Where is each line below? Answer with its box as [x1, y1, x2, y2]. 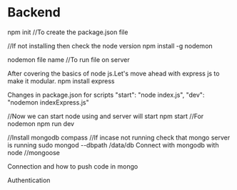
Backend [7, 4, 61, 21]
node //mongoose [7, 148, 61, 157]
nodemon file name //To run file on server [7, 55, 130, 64]
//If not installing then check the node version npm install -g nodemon [7, 41, 213, 50]
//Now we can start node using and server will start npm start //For [7, 112, 204, 120]
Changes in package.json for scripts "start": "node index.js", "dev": [7, 90, 205, 99]
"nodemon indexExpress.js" [7, 97, 89, 107]
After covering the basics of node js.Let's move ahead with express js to [7, 69, 220, 78]
